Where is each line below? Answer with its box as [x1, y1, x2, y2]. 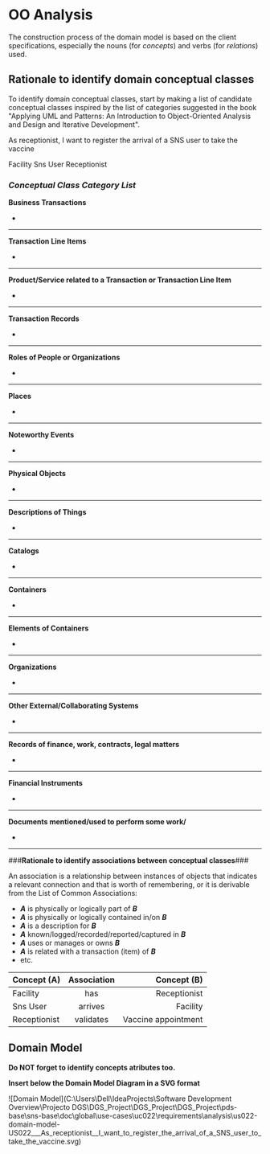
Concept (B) [155, 975, 203, 986]
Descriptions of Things [8, 507, 87, 517]
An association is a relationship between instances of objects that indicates [8, 871, 258, 881]
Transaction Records [8, 314, 80, 323]
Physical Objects [8, 469, 67, 478]
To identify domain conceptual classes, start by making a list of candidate [8, 94, 252, 104]
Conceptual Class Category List [8, 179, 137, 191]
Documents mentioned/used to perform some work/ [8, 817, 186, 827]
